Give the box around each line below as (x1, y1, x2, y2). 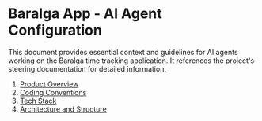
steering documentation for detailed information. (8, 64, 166, 73)
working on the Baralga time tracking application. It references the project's (8, 56, 255, 65)
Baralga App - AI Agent (8, 5, 162, 23)
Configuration (8, 21, 103, 39)
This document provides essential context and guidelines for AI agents (8, 47, 239, 57)
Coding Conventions (19, 87, 87, 97)
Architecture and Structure (19, 104, 107, 114)
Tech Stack (19, 96, 57, 105)
